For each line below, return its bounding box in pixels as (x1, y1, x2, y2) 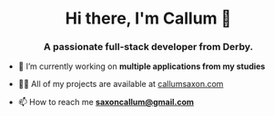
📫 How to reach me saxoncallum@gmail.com (17, 97, 194, 108)
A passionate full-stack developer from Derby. (44, 41, 253, 53)
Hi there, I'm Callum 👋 (65, 8, 232, 29)
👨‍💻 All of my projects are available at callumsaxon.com (17, 79, 224, 90)
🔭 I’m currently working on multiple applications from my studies (17, 61, 266, 72)
